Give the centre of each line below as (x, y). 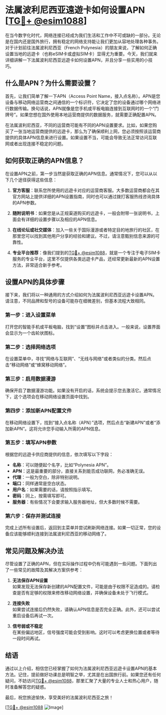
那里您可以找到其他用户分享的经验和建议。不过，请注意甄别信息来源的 (84, 236)
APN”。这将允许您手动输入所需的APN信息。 (58, 428)
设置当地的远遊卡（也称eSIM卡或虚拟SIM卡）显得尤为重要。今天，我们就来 (81, 54)
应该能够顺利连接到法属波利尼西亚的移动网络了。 (59, 534)
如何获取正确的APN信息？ (45, 161)
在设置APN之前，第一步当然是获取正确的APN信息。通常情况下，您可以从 (79, 173)
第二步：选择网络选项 (30, 347)
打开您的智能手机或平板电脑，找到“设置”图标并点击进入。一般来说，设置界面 (83, 327)
